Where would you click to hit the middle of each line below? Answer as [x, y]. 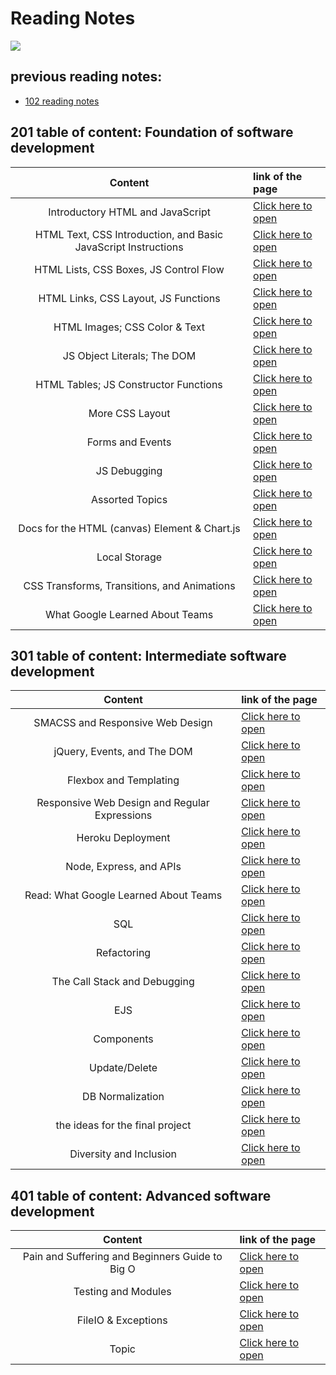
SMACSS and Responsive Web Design [123, 723]
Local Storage [129, 557]
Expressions [123, 815]
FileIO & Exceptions [122, 1320]
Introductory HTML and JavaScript [129, 212]
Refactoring [123, 953]
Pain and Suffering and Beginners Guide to [122, 1257]
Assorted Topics [129, 499]
